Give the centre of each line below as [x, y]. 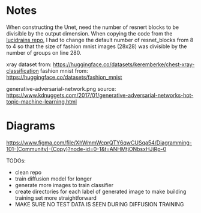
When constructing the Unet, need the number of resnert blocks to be [92, 27]
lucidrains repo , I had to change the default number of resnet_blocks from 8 [100, 40]
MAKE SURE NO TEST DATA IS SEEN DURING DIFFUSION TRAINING [99, 204]
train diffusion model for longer [53, 179]
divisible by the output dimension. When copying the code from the [89, 33]
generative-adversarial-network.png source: [61, 88]
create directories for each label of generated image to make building [100, 191]
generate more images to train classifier [64, 185]
